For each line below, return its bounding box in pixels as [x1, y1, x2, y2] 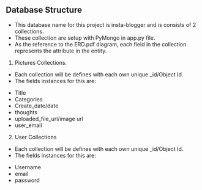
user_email [14, 122, 42, 129]
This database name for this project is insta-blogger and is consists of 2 [14, 21, 196, 28]
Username [14, 163, 41, 170]
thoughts [14, 108, 38, 115]
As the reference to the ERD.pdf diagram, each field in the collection [14, 40, 187, 48]
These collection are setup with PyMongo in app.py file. [14, 34, 155, 42]
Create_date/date [14, 102, 59, 109]
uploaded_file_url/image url [14, 115, 84, 122]
